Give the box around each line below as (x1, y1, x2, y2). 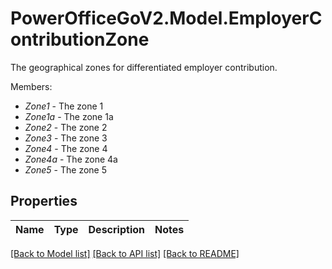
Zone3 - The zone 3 (24, 132, 108, 144)
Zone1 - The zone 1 (24, 100, 104, 112)
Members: (10, 80, 53, 92)
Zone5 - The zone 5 (24, 163, 107, 176)
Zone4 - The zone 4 (24, 142, 108, 154)
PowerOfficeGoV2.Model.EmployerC (10, 7, 323, 30)
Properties (10, 193, 78, 210)
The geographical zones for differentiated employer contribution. (10, 61, 278, 73)
